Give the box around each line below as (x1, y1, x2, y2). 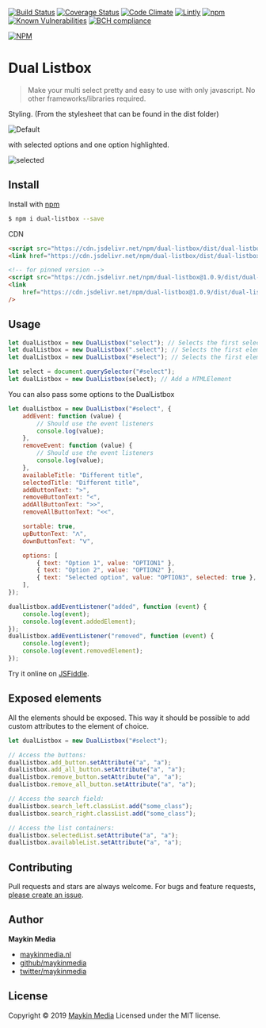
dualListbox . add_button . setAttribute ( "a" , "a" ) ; (8, 758, 172, 766)
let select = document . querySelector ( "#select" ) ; (8, 368, 176, 376)
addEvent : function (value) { (22, 412, 123, 420)
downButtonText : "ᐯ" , (22, 537, 94, 545)
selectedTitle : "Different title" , (22, 479, 140, 487)
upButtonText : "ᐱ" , (22, 529, 87, 537)
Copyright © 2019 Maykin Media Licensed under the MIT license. (8, 1011, 221, 1020)
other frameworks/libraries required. (27, 94, 146, 103)
